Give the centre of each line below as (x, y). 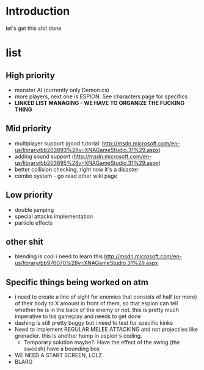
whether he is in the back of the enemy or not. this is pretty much (97, 310)
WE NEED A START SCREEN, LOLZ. (59, 355)
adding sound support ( (44, 156)
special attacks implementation (54, 216)
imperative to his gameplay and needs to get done (78, 316)
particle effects (34, 223)
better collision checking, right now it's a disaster (76, 169)
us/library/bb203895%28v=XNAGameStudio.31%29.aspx (87, 162)
